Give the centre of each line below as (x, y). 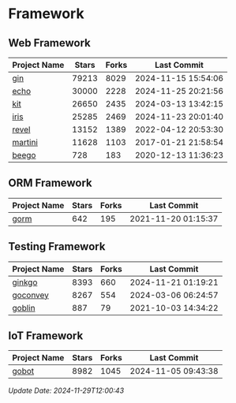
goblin (24, 308)
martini (25, 142)
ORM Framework (50, 183)
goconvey (31, 295)
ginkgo (25, 282)
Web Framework (49, 43)
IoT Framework (46, 336)
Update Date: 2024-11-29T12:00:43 (66, 390)
